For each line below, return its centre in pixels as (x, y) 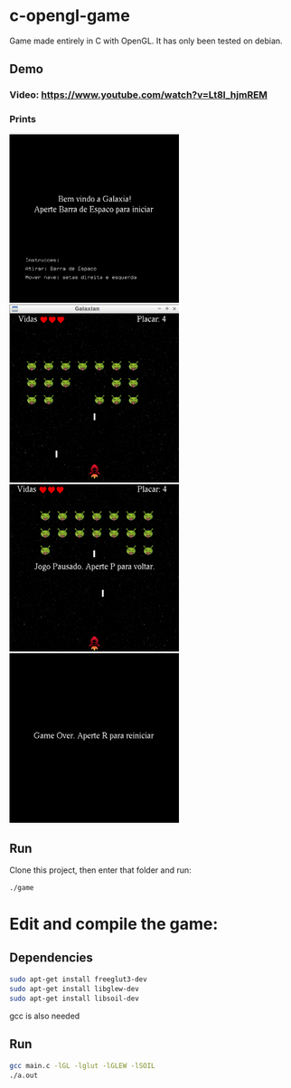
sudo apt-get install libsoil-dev (75, 998)
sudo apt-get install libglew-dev (75, 989)
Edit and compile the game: (114, 924)
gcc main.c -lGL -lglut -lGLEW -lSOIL (82, 1066)
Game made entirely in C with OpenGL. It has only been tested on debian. (146, 41)
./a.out (24, 1076)
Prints (23, 119)
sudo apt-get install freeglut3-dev (78, 979)
